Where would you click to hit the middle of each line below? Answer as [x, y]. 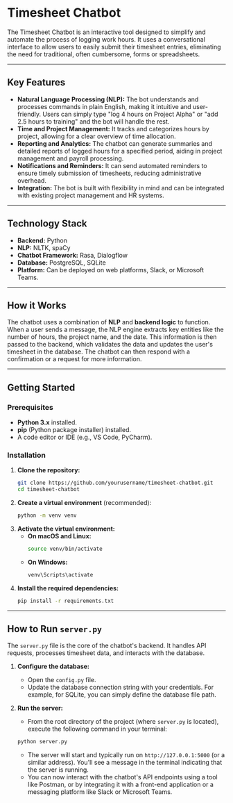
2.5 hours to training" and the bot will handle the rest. [93, 121]
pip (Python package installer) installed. [74, 430]
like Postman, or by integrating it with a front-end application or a [120, 785]
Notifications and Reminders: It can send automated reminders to [112, 165]
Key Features [36, 82]
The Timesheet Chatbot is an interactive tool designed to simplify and [106, 32]
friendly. [29, 114]
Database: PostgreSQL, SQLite [61, 263]
